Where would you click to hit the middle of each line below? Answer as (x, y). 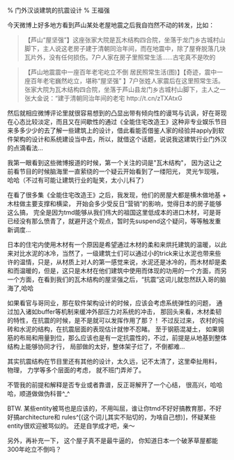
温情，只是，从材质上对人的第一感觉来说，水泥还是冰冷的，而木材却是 (120, 262)
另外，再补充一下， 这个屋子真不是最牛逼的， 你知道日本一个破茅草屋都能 (112, 440)
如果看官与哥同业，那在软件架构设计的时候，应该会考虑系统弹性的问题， (111, 303)
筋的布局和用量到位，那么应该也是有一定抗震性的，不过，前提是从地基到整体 (117, 338)
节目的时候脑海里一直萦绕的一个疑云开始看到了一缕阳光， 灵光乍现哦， (121, 171)
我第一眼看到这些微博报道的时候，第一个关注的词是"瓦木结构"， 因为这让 (111, 163)
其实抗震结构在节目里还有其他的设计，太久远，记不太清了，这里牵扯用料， (114, 361)
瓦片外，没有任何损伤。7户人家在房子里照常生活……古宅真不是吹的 (120, 57)
